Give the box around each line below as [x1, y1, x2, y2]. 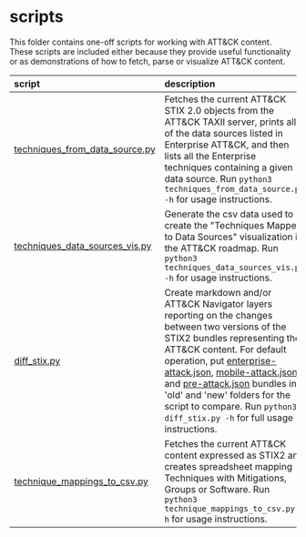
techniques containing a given [164, 161, 293, 174]
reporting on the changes [164, 309, 273, 321]
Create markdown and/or [164, 286, 271, 299]
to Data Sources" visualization [164, 230, 293, 243]
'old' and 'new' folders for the [164, 389, 291, 401]
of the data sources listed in [164, 127, 284, 139]
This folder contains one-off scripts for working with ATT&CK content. [9, 36, 272, 47]
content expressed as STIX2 [164, 449, 286, 461]
